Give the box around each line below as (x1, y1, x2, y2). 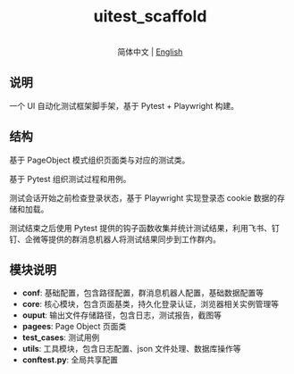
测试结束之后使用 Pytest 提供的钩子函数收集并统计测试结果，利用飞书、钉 (9, 222, 280, 233)
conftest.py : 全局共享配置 (21, 354, 119, 365)
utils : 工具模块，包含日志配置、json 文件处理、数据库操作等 (21, 344, 241, 354)
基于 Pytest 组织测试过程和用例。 (9, 173, 131, 184)
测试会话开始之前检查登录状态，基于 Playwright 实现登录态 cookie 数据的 (9, 192, 278, 203)
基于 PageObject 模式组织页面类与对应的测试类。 (9, 154, 190, 165)
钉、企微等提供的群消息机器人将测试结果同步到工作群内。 (9, 234, 221, 245)
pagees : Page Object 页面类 (21, 321, 127, 332)
